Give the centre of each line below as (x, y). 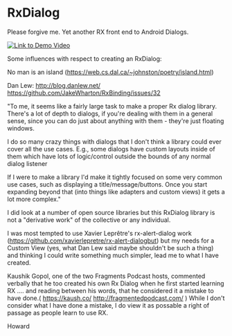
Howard (18, 326)
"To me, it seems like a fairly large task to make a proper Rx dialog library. (112, 106)
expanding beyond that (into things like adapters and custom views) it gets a (116, 192)
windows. (21, 128)
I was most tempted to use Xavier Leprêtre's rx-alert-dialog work (99, 233)
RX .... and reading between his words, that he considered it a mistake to (111, 290)
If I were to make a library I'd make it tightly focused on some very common (115, 177)
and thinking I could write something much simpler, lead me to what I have (113, 255)
